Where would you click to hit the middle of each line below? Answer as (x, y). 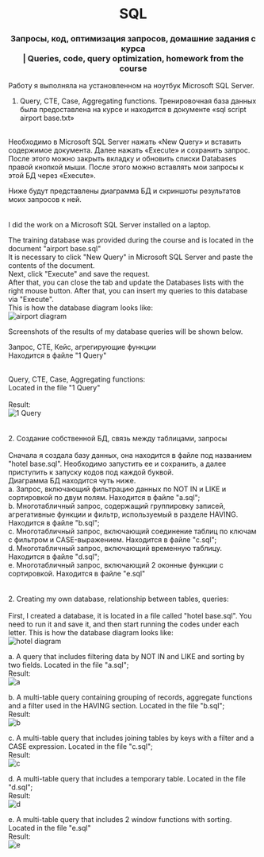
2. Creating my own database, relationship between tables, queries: (119, 599)
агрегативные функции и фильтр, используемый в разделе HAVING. (123, 514)
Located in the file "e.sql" (50, 828)
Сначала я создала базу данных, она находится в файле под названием (130, 456)
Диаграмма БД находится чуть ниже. (72, 481)
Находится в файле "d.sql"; (54, 556)
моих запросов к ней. (45, 200)
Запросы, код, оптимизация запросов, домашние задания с (133, 39)
